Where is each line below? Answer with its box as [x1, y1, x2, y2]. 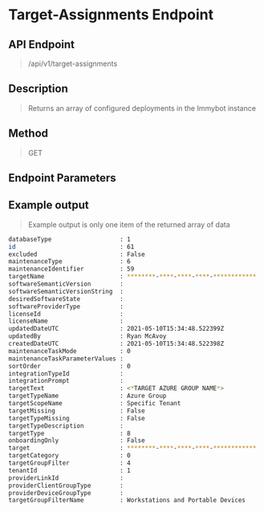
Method [8, 127, 49, 140]
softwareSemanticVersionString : [8, 287, 124, 295]
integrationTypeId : [8, 369, 124, 378]
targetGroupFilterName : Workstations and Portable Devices [8, 496, 246, 505]
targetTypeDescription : [8, 421, 124, 430]
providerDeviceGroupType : [8, 489, 124, 497]
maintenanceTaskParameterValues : [8, 355, 124, 363]
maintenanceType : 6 [8, 258, 131, 266]
